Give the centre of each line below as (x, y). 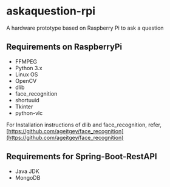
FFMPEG (26, 61)
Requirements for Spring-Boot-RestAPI (82, 156)
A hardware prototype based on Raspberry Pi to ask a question (85, 28)
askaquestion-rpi (51, 11)
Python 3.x (29, 68)
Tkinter (24, 107)
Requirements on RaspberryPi (64, 47)
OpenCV (26, 80)
